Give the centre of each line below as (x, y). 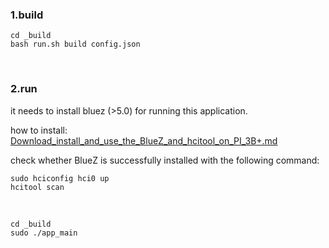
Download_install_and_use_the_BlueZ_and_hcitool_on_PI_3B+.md (144, 140)
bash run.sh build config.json (75, 44)
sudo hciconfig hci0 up (60, 178)
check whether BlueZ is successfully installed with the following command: (165, 160)
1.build (27, 15)
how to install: (39, 130)
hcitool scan (37, 187)
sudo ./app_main (44, 233)
